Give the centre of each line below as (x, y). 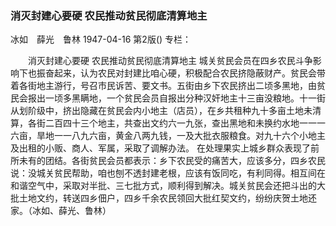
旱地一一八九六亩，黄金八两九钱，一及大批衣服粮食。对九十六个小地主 (181, 136)
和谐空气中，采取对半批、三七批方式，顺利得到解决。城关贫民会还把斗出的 (163, 186)
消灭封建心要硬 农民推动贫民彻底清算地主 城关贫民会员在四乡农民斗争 (170, 61)
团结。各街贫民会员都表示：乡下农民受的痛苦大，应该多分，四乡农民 (185, 161)
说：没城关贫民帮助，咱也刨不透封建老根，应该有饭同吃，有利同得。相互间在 (168, 173)
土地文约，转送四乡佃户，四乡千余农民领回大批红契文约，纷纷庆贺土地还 (167, 198)
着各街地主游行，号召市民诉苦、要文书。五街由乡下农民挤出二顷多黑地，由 (163, 86)
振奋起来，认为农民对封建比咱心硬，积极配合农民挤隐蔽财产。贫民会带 (181, 73)
